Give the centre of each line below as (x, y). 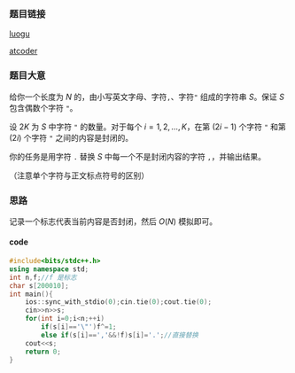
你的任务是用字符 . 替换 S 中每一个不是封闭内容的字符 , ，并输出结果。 (137, 156)
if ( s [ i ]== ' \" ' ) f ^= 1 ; (79, 327)
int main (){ (31, 294)
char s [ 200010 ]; (39, 285)
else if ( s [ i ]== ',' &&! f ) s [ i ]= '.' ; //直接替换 (120, 335)
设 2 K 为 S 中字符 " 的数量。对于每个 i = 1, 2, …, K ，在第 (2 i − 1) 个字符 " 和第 (147, 127)
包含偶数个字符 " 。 (43, 107)
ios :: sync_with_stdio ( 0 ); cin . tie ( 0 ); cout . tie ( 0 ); (119, 302)
